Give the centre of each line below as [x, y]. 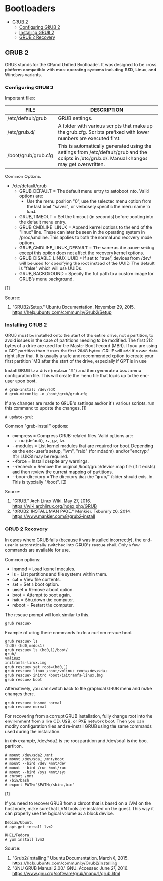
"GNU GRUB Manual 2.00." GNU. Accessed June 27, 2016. [70, 868]
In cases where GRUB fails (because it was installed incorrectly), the [73, 540]
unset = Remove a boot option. [43, 589]
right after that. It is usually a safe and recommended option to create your [79, 356]
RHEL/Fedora [17, 835]
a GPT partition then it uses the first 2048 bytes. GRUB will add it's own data [81, 351]
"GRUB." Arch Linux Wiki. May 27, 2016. [51, 501]
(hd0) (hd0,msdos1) [25, 645]
